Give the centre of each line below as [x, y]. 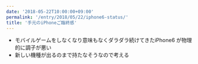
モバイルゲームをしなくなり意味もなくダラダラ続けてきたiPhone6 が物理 [103, 40]
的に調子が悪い [33, 47]
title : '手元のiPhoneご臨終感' [41, 23]
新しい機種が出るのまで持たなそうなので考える [72, 55]
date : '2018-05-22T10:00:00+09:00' [50, 12]
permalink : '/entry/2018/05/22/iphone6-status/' [67, 17]
